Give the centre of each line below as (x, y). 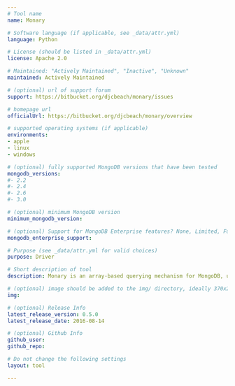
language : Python (33, 39)
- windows (22, 155)
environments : (28, 135)
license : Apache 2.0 (37, 59)
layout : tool (26, 365)
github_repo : (26, 347)
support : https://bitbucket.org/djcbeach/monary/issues (90, 96)
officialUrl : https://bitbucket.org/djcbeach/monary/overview (100, 116)
